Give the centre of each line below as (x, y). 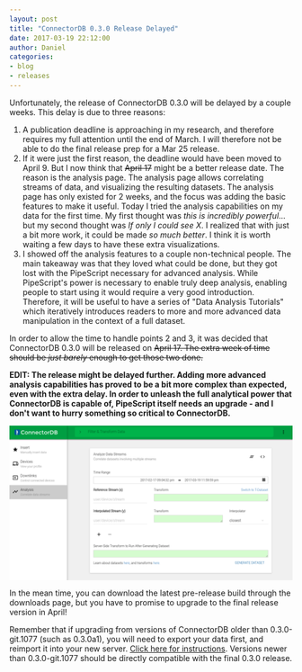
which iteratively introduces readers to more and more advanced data (151, 311)
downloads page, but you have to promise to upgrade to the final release (144, 602)
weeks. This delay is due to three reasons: (88, 112)
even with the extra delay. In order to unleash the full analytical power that (151, 394)
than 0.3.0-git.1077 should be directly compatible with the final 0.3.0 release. (151, 658)
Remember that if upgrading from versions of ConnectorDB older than (139, 629)
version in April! (38, 612)
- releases (30, 76)
